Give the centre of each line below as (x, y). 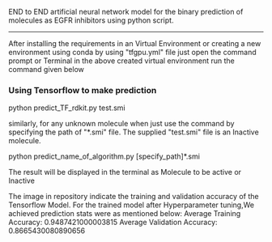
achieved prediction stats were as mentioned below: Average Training (125, 214)
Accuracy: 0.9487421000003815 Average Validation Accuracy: (113, 223)
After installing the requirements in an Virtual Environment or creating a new (135, 43)
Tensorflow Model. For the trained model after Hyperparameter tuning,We (132, 205)
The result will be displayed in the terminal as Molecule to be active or (125, 172)
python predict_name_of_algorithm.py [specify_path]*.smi (104, 156)
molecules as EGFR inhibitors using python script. (91, 20)
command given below (47, 69)
